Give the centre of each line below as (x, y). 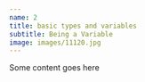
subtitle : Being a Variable (61, 34)
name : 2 (24, 17)
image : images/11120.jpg (55, 42)
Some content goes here (54, 68)
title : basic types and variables (73, 26)
